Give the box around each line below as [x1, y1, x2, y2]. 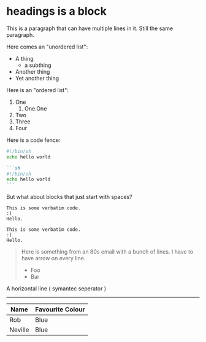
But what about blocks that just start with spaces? [6, 193, 133, 201]
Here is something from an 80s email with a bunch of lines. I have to [21, 248, 194, 255]
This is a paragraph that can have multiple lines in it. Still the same [6, 25, 174, 32]
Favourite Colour [35, 305, 85, 314]
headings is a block [6, 4, 107, 18]
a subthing [24, 61, 51, 69]
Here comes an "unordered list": [6, 43, 88, 50]
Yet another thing [15, 74, 59, 82]
